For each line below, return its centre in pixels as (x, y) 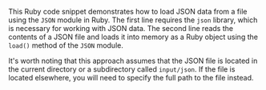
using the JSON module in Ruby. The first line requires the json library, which (133, 20)
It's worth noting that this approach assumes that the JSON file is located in (133, 61)
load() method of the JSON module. (66, 45)
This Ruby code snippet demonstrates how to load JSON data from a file (128, 12)
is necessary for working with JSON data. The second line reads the (121, 28)
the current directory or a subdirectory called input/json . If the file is (122, 69)
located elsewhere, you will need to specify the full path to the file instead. (131, 78)
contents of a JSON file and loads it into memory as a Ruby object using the (133, 37)
